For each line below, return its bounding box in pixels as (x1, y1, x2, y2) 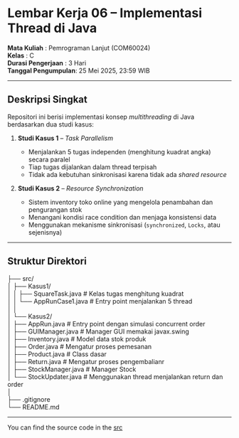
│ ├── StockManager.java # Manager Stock (7, 365, 137, 373)
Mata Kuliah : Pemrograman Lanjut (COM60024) (7, 43, 151, 52)
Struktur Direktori (7, 255, 87, 267)
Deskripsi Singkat (7, 94, 87, 106)
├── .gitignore (7, 395, 51, 403)
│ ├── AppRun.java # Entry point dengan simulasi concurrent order (7, 319, 206, 328)
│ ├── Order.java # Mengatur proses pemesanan (7, 342, 152, 351)
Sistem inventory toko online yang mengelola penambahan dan (28, 198, 213, 206)
